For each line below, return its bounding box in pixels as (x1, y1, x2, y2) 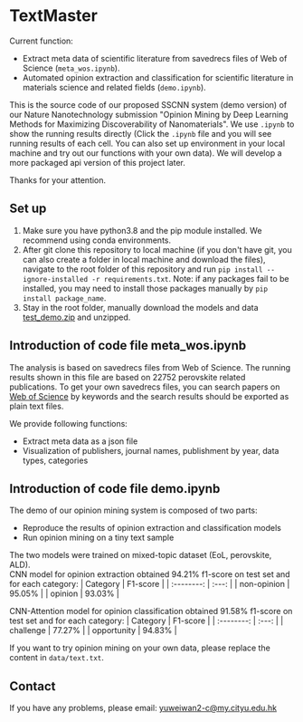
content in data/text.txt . (9, 652, 104, 663)
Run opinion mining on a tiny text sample (22, 532, 175, 544)
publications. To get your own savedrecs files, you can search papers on (9, 381, 280, 392)
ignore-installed (22, 274, 89, 284)
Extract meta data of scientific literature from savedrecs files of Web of (22, 53, 288, 63)
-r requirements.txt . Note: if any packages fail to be (91, 273, 289, 284)
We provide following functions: (9, 418, 128, 428)
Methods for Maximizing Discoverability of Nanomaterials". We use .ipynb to (9, 119, 295, 130)
